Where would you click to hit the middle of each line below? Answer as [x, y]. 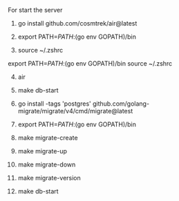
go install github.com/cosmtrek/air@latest [77, 23]
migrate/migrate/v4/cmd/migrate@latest [75, 111]
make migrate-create [48, 138]
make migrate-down [47, 164]
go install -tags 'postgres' [55, 104]
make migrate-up [43, 151]
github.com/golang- [121, 104]
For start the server [35, 10]
